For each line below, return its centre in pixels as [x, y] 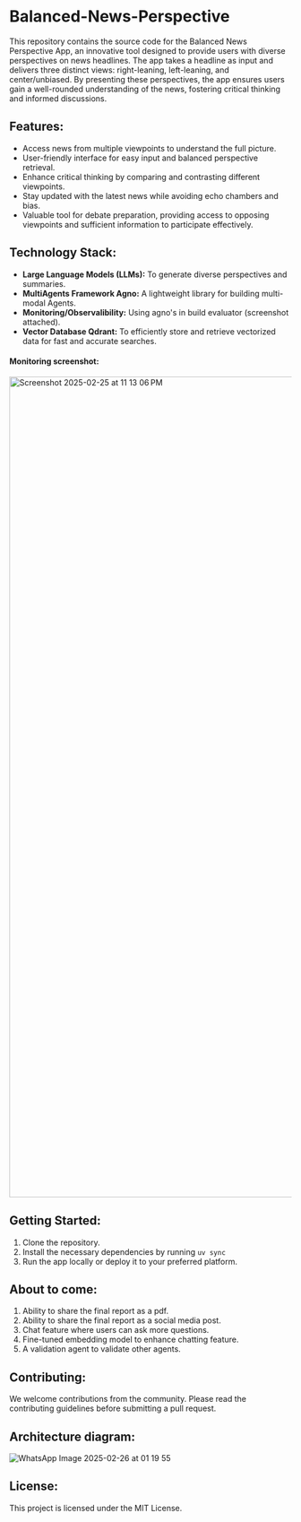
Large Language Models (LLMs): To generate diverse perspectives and [155, 274]
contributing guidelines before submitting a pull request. [113, 1408]
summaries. [44, 283]
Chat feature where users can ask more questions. [116, 1330]
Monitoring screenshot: [54, 361]
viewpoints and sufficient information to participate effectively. [138, 224]
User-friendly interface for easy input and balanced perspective [140, 158]
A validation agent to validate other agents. [101, 1349]
